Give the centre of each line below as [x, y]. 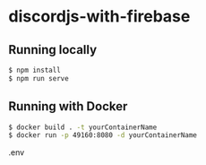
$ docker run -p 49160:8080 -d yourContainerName [103, 135]
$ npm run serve [39, 78]
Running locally [53, 50]
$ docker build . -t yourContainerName [83, 127]
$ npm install [35, 70]
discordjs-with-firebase [99, 17]
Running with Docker [68, 106]
